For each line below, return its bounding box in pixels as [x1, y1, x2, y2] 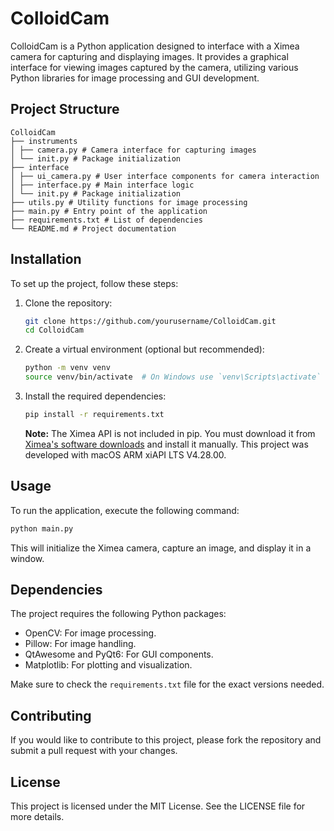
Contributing [10, 707, 92, 724]
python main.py [10, 523, 74, 534]
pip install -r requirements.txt [24, 410, 165, 420]
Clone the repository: [24, 297, 113, 309]
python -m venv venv [24, 363, 111, 373]
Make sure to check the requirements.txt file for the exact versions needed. [10, 678, 325, 691]
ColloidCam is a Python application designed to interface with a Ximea [10, 40, 300, 52]
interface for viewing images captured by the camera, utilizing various [10, 61, 299, 73]
